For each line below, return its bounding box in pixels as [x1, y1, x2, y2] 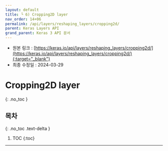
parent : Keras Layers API [5, 26, 59, 31]
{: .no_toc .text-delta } [5, 125, 50, 131]
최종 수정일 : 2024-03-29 [12, 62, 63, 67]
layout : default [5, 7, 39, 12]
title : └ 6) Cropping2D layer [5, 12, 68, 17]
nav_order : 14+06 [5, 16, 41, 21]
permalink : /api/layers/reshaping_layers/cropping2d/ [5, 21, 120, 26]
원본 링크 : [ [12, 45, 36, 50]
